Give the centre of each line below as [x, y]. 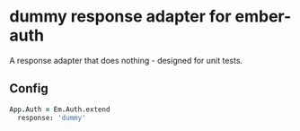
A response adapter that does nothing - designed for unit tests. [126, 60]
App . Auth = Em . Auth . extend [60, 109]
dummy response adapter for [120, 17]
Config [29, 88]
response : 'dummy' [52, 118]
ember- [263, 17]
